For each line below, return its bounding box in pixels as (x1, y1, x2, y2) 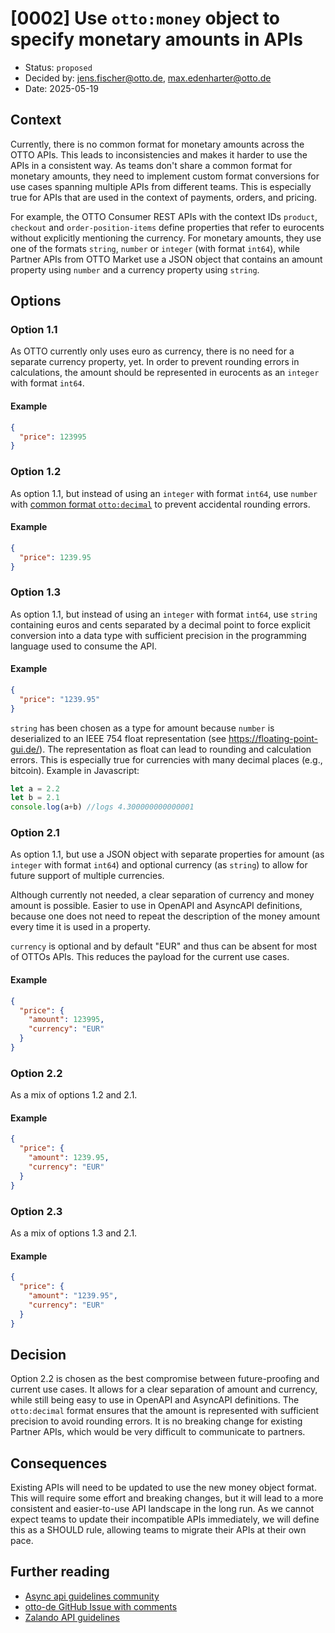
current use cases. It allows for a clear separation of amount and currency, (10, 1383, 318, 1396)
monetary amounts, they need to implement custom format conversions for (10, 170, 320, 182)
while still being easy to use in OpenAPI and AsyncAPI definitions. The (10, 1394, 300, 1406)
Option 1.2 (10, 465, 62, 479)
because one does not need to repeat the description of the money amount (10, 910, 321, 922)
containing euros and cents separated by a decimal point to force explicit (10, 618, 311, 631)
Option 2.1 (10, 826, 60, 840)
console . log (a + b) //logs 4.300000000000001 (10, 802, 195, 812)
